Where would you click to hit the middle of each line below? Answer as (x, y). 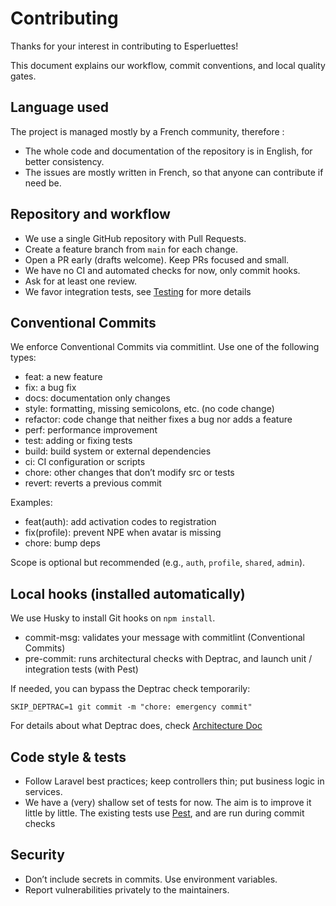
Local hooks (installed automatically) (128, 593)
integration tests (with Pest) (81, 669)
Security (37, 855)
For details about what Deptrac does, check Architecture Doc (136, 726)
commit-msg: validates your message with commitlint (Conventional (164, 638)
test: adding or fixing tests (78, 441)
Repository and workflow (90, 214)
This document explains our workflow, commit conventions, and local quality (168, 65)
